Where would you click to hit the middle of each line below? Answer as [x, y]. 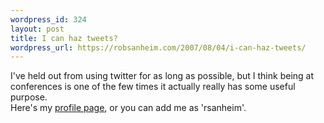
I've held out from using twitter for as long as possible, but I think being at [162, 76]
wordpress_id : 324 [48, 19]
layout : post [37, 29]
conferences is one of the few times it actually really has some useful [153, 87]
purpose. [29, 97]
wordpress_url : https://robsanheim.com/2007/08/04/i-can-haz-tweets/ [158, 47]
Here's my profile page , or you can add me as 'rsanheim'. [128, 108]
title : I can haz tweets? [64, 38]
